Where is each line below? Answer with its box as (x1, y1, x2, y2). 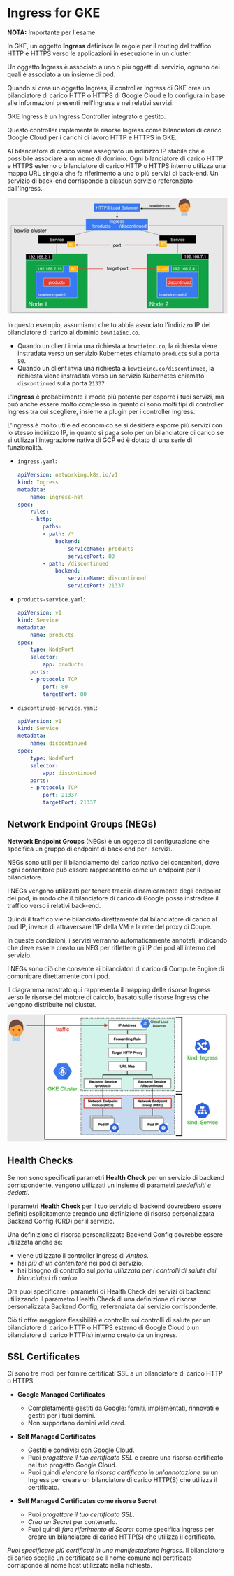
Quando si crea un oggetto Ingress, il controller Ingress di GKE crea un (7, 83, 210, 92)
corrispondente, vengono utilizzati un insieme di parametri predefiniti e (7, 1181, 212, 1189)
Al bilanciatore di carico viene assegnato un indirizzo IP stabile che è (7, 146, 205, 155)
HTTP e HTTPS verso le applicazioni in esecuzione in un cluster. (7, 49, 192, 57)
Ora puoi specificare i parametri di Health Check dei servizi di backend (7, 1287, 211, 1296)
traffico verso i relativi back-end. (7, 901, 101, 910)
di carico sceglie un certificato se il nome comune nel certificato (7, 1554, 192, 1562)
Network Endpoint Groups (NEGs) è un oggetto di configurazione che (7, 837, 210, 845)
